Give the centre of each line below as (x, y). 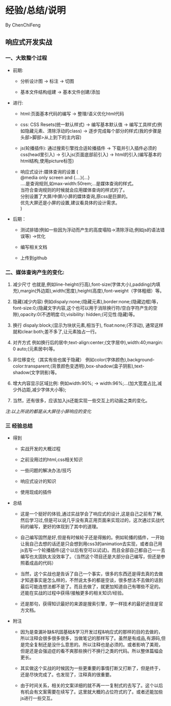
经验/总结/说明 (36, 10)
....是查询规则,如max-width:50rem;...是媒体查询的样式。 (78, 183)
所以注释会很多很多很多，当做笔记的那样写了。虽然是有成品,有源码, (91, 638)
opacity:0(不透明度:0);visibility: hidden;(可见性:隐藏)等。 (79, 314)
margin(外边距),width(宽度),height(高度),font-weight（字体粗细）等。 (92, 290)
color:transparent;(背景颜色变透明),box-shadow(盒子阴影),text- (79, 366)
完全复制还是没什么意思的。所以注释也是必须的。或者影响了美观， (94, 645)
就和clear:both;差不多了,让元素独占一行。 (56, 331)
